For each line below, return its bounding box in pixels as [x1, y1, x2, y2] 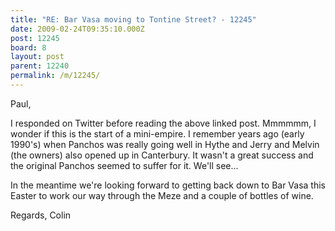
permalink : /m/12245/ [10, 71, 101, 81]
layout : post [10, 52, 65, 62]
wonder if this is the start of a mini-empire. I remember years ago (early [10, 127, 305, 140]
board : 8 [10, 42, 47, 53]
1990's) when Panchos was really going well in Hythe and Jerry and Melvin [10, 138, 320, 150]
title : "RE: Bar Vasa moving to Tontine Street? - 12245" [10, 14, 257, 25]
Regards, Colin [10, 209, 72, 221]
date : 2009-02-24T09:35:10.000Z [10, 24, 145, 34]
